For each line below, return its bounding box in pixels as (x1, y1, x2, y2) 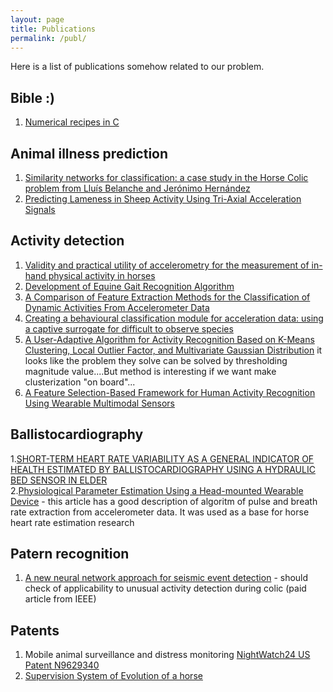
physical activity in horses (48, 269, 156, 281)
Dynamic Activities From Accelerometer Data (24, 301, 210, 313)
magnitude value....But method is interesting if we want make (24, 365, 277, 377)
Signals (24, 204, 56, 215)
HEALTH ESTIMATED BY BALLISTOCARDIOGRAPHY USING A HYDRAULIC (10, 463, 316, 475)
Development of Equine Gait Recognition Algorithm (24, 280, 235, 292)
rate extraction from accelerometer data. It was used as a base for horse (10, 506, 310, 518)
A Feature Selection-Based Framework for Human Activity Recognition (24, 386, 316, 398)
